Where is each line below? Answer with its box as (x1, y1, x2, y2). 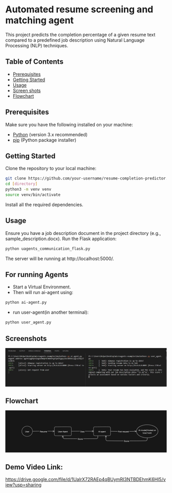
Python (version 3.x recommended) (12, 131, 88, 137)
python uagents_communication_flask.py (5, 246, 91, 251)
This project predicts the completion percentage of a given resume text (5, 31, 156, 38)
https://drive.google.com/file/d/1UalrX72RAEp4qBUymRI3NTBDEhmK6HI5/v (5, 477, 166, 483)
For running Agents (5, 270, 69, 279)
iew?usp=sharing (5, 482, 42, 488)
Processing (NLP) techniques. (5, 42, 69, 48)
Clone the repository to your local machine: (5, 166, 97, 172)
